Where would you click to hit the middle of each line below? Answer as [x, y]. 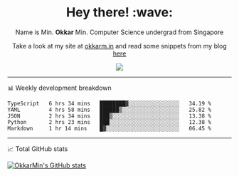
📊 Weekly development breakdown [59, 88]
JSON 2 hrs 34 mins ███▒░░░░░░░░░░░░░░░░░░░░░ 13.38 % [110, 116]
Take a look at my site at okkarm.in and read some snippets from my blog [119, 46]
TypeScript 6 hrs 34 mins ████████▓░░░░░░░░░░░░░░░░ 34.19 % [110, 103]
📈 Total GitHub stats [38, 149]
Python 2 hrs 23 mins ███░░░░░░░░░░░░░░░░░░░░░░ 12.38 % [110, 122]
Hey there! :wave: [119, 12]
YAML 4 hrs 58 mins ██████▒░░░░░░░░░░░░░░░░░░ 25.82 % [110, 110]
